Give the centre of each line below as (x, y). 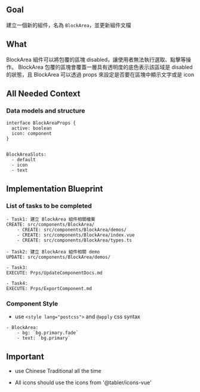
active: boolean (32, 128)
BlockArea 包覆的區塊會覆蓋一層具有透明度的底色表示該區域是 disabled (105, 67)
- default (24, 160)
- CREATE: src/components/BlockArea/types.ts (75, 240)
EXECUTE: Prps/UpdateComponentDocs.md (54, 273)
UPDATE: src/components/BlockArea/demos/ (59, 257)
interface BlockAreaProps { (41, 123)
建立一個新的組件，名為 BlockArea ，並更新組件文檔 (69, 25)
